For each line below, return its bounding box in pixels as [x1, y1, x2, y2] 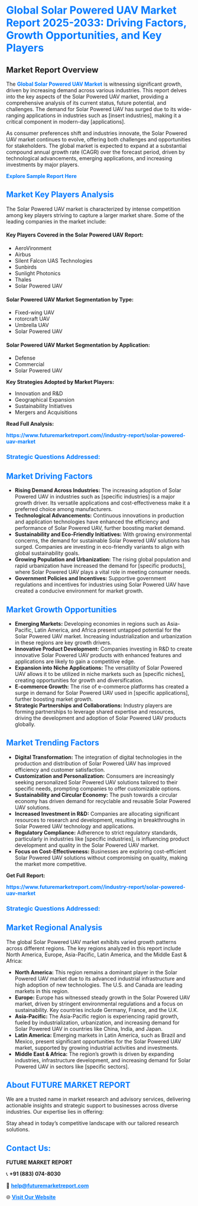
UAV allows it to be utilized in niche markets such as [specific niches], [14, 670, 185, 677]
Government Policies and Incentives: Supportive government [14, 575, 167, 582]
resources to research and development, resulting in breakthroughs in [14, 816, 185, 823]
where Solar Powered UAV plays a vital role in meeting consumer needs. [14, 568, 191, 575]
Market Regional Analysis [6, 923, 103, 933]
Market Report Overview [6, 64, 99, 75]
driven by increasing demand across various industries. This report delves [6, 87, 187, 93]
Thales [14, 276, 31, 283]
